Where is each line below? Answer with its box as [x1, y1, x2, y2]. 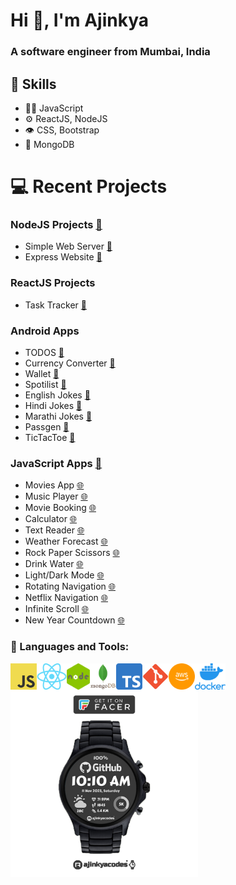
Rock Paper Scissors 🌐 [24, 547, 120, 559]
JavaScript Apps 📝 [10, 456, 103, 470]
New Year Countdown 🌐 [24, 614, 125, 626]
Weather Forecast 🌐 [24, 535, 108, 548]
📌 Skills [10, 75, 57, 93]
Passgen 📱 [24, 421, 70, 433]
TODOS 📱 [24, 347, 65, 358]
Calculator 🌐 [24, 513, 78, 525]
